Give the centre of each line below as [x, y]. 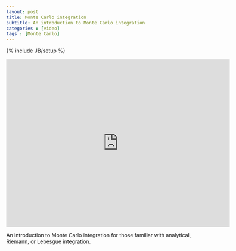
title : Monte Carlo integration [46, 17]
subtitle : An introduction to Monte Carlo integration [76, 23]
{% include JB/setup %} [36, 51]
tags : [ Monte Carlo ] [33, 34]
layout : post [22, 12]
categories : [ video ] [33, 28]
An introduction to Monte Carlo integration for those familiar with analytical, [99, 235]
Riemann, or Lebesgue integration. [49, 241]
